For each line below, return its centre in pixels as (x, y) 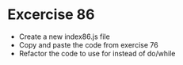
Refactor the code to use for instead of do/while (97, 53)
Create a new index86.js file (64, 36)
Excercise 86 (51, 15)
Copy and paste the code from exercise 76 (89, 44)
